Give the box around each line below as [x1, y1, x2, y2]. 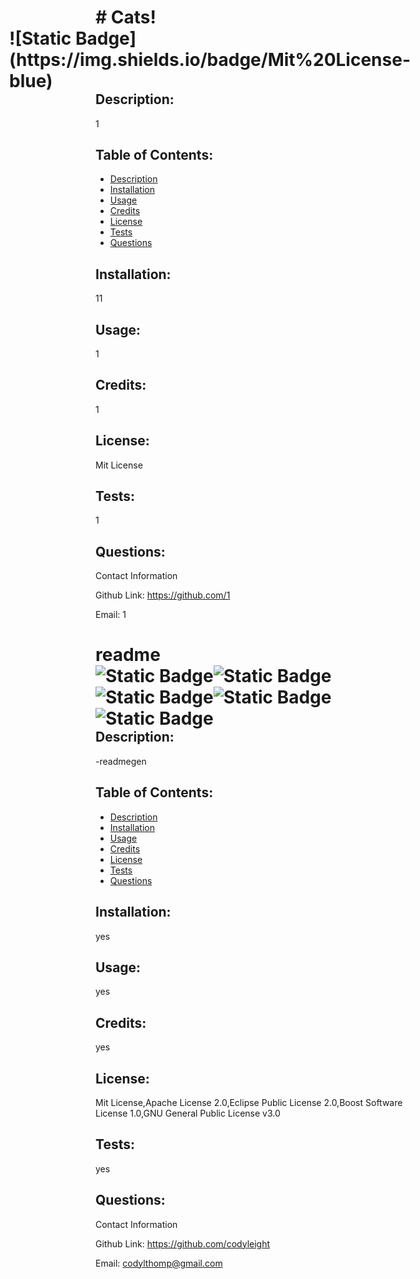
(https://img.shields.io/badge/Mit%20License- [9, 49, 412, 71]
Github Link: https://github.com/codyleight [95, 1237, 271, 1250]
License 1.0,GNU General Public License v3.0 [95, 1107, 281, 1119]
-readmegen [95, 755, 147, 767]
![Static [9, 27, 72, 50]
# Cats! [95, 6, 157, 29]
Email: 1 [95, 609, 127, 621]
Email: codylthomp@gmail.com [95, 1257, 223, 1269]
